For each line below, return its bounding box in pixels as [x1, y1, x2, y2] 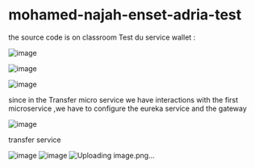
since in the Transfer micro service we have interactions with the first [8, 94, 239, 104]
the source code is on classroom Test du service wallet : [8, 32, 196, 42]
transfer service [8, 135, 61, 145]
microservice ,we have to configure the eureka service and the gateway [8, 103, 248, 113]
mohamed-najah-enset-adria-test [8, 6, 242, 24]
